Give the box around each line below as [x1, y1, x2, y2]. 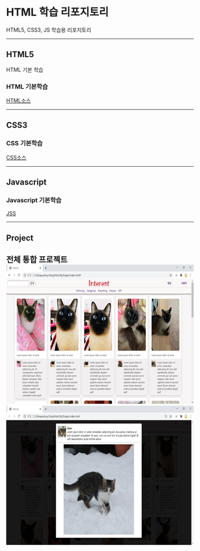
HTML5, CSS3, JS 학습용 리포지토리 [6, 26, 92, 33]
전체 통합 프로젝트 [6, 254, 68, 265]
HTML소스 [6, 97, 31, 104]
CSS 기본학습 [6, 139, 43, 148]
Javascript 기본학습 [6, 196, 62, 204]
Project [6, 233, 34, 243]
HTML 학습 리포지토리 [6, 5, 109, 19]
